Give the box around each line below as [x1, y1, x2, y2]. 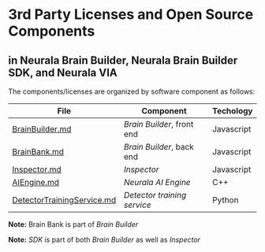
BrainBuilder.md [12, 124, 72, 135]
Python [211, 195, 239, 206]
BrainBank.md [12, 146, 65, 157]
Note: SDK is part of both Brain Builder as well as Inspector [8, 235, 201, 244]
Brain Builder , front [123, 119, 194, 129]
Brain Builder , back [123, 142, 195, 152]
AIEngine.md [12, 177, 59, 187]
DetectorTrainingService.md [12, 195, 117, 206]
